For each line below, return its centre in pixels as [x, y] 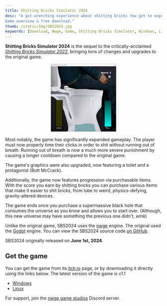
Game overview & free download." [40, 21]
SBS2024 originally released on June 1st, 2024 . [54, 240]
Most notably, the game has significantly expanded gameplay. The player [80, 139]
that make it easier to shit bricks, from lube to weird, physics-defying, [76, 190]
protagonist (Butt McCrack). [34, 170]
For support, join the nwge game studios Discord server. [63, 298]
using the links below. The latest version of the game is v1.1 [65, 273]
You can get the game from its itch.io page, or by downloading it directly [79, 268]
